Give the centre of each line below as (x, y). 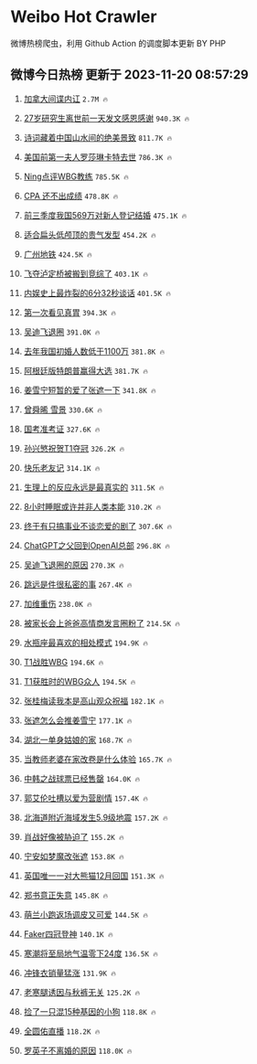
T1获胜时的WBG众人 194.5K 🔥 (80, 681)
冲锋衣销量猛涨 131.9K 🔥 (70, 973)
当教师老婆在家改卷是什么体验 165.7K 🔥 (98, 759)
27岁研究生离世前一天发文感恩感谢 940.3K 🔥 (107, 118)
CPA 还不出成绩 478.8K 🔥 (71, 196)
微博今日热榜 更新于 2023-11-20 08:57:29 (130, 75)
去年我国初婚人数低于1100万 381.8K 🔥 (94, 351)
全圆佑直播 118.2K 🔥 (62, 1031)
